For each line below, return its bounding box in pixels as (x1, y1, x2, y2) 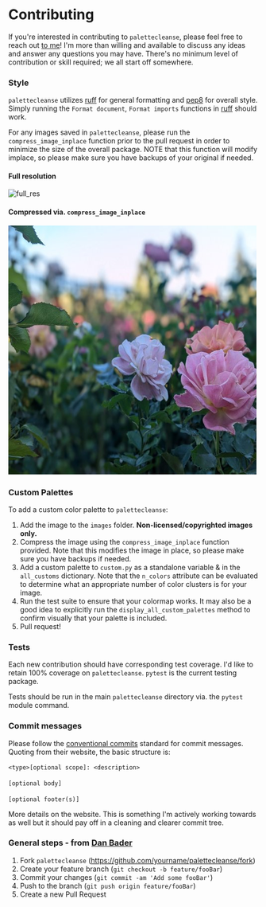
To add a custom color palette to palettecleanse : (8, 504, 168, 514)
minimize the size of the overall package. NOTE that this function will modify (8, 145, 258, 154)
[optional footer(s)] (8, 795, 80, 803)
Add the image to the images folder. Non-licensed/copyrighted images (19, 520, 253, 530)
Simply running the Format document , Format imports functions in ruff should (8, 104, 257, 113)
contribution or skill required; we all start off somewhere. (8, 57, 194, 67)
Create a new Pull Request (19, 889, 107, 899)
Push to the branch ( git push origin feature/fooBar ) (19, 881, 196, 890)
